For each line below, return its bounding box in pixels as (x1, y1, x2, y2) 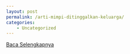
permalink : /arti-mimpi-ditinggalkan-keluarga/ (6, 14, 125, 20)
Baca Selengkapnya (6, 41, 54, 48)
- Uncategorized (16, 25, 57, 31)
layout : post (6, 8, 38, 15)
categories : (6, 19, 35, 25)
